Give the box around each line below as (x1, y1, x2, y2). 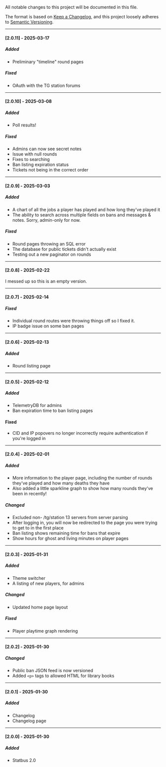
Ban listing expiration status (12, 161, 69, 167)
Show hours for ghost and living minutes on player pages (12, 535, 129, 541)
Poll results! (12, 122, 37, 128)
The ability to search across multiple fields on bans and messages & (12, 212, 151, 218)
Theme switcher (12, 575, 46, 581)
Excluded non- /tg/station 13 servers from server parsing (12, 515, 128, 521)
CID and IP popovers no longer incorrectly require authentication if (12, 430, 148, 436)
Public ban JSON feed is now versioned (12, 668, 93, 674)
